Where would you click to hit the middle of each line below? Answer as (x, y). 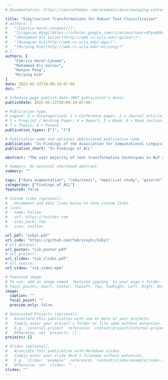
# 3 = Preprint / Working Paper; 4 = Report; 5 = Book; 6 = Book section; (85, 121)
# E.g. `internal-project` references (48, 328)
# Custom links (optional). (34, 198)
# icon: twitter (24, 226)
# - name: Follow (23, 213)
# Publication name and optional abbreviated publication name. (73, 139)
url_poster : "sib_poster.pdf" (37, 249)
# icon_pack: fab (25, 222)
